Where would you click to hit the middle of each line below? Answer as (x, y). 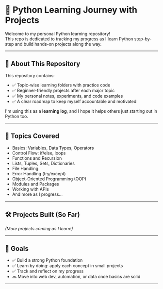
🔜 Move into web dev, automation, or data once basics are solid (76, 277)
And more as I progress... (37, 194)
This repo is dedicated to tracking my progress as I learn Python (69, 39)
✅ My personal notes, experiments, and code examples (67, 96)
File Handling (25, 168)
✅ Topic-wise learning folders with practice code (61, 85)
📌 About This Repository (43, 64)
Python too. (16, 116)
